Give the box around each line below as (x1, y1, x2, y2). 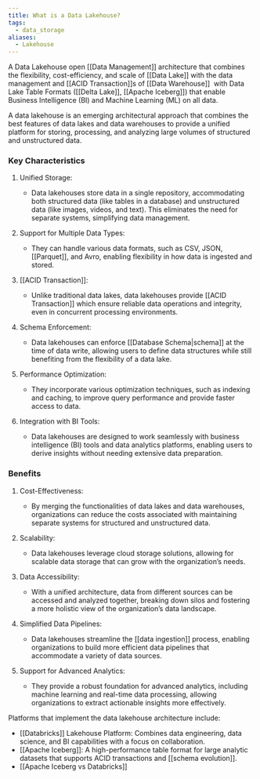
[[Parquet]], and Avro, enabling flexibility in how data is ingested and (31, 252, 252, 261)
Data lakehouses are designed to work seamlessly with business (31, 432, 240, 442)
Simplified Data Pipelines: (19, 619, 103, 628)
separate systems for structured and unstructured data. (31, 518, 211, 527)
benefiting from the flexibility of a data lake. (31, 355, 172, 364)
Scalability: (19, 533, 56, 542)
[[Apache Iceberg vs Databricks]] (19, 762, 128, 771)
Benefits (8, 468, 42, 479)
